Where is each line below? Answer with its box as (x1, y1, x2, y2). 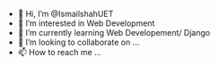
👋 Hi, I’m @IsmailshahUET (17, 9, 114, 19)
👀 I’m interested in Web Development (17, 18, 155, 29)
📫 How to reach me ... (17, 47, 101, 57)
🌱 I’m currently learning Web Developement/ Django (17, 28, 211, 37)
